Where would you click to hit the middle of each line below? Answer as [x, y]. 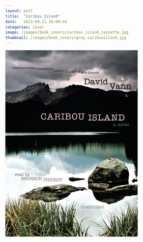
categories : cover [25, 27]
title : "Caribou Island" [33, 16]
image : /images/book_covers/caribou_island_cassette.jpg [67, 32]
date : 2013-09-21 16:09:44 [36, 21]
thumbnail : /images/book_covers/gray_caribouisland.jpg [66, 38]
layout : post [19, 11]
